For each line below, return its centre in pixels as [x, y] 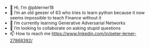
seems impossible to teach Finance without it [56, 18]
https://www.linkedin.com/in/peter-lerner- [94, 33]
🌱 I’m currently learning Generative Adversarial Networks [67, 23]
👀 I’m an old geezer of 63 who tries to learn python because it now [77, 13]
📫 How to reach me [30, 33]
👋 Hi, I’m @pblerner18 [32, 8]
